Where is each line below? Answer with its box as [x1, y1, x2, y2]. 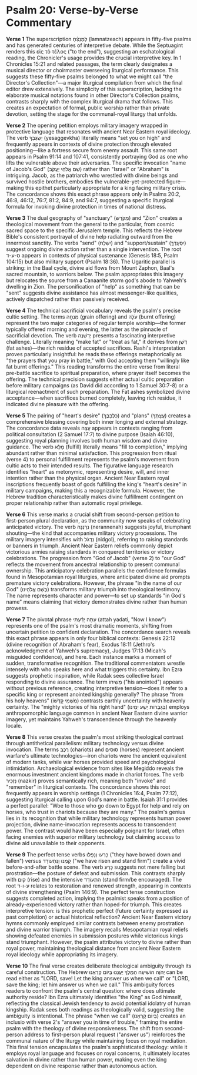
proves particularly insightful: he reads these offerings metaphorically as [6, 350, 182, 357]
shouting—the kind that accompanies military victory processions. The [6, 530, 178, 537]
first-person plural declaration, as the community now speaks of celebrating [6, 517, 191, 524]
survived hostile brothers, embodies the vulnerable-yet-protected [6, 178, 165, 185]
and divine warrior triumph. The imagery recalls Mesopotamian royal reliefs [6, 926, 188, 933]
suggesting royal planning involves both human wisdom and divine [6, 437, 168, 444]
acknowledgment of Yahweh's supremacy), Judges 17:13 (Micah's [6, 647, 166, 654]
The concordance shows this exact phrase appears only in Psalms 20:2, [6, 190, 181, 197]
